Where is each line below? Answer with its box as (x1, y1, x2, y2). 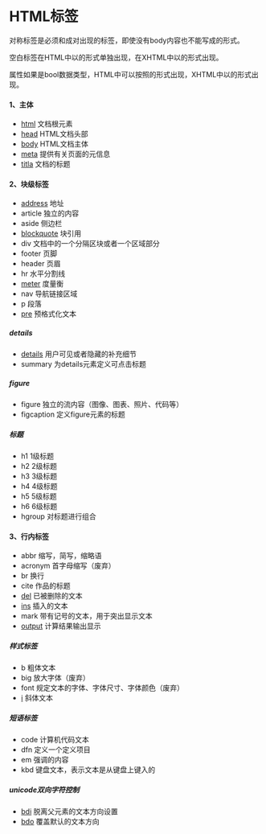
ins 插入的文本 (20, 601, 68, 611)
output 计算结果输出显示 (20, 621, 101, 631)
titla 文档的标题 (20, 159, 71, 169)
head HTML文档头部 (20, 129, 88, 139)
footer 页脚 (20, 249, 58, 258)
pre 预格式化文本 (20, 309, 77, 318)
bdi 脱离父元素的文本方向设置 (20, 807, 119, 816)
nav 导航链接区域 (20, 289, 78, 298)
